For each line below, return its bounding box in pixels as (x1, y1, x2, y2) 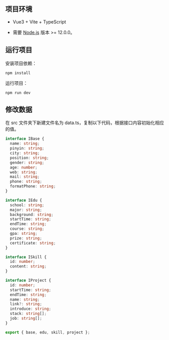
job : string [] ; (10, 316, 42, 321)
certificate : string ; (10, 240, 56, 246)
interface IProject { (5, 278, 52, 283)
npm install (5, 70, 31, 76)
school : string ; (10, 202, 44, 208)
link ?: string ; (10, 302, 42, 307)
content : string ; (10, 264, 47, 269)
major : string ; (10, 207, 42, 212)
